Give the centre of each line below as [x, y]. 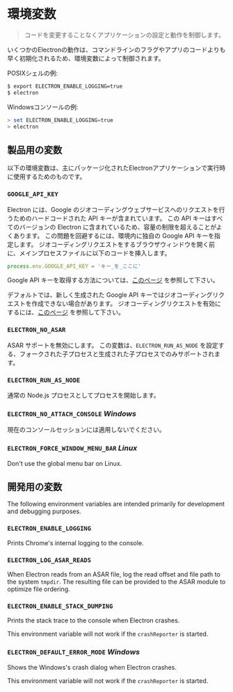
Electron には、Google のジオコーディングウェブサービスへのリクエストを [113, 209]
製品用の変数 [35, 150]
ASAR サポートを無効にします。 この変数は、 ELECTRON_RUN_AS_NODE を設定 [113, 345]
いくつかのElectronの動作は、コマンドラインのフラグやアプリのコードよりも [116, 49]
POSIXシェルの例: [32, 73]
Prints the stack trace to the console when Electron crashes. [94, 620]
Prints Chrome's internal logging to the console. [75, 542]
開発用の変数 [35, 487]
